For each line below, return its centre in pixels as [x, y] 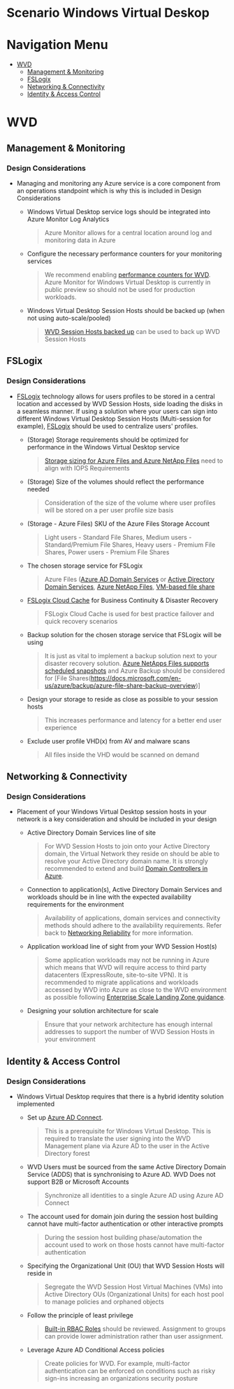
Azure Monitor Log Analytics [68, 219]
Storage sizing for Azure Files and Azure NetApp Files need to [134, 461]
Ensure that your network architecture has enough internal [129, 1024]
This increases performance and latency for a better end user [133, 720]
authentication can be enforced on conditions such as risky [130, 1371]
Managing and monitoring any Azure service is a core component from [118, 183]
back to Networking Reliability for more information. [119, 933]
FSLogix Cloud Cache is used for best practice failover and [129, 613]
